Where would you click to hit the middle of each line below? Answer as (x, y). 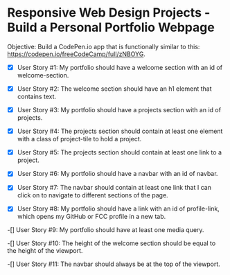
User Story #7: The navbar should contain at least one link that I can (114, 188)
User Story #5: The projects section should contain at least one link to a (120, 152)
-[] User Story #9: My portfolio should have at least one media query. (106, 230)
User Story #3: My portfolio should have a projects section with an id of (119, 110)
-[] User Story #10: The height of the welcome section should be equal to (112, 243)
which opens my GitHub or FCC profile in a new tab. (91, 217)
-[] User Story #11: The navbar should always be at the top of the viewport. (114, 264)
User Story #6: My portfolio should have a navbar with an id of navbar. (117, 174)
